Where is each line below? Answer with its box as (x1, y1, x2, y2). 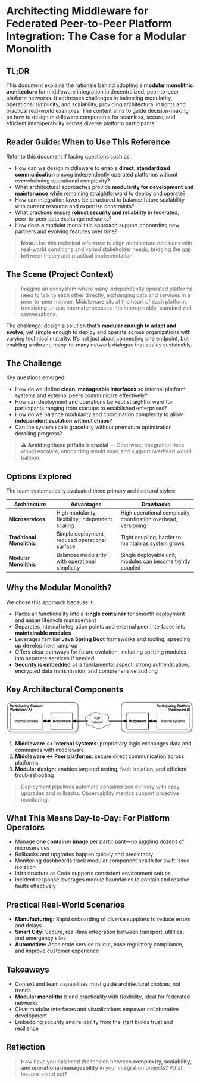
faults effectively (14, 883, 57, 890)
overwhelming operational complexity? (14, 177, 110, 184)
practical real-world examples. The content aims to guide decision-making (6, 107, 189, 114)
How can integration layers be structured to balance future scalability (14, 196, 185, 203)
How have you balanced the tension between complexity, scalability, (20, 1057, 192, 1065)
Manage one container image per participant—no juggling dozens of (14, 838, 185, 845)
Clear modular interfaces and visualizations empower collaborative (14, 1006, 179, 1013)
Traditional (8, 533, 36, 540)
